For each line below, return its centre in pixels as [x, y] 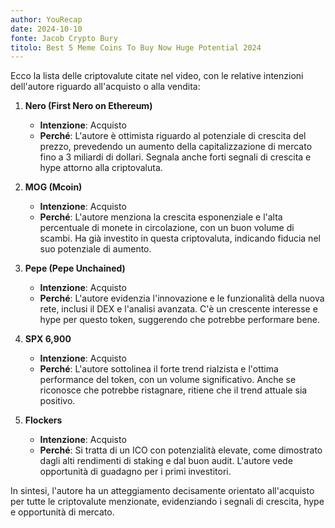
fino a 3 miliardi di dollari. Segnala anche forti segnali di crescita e [175, 157]
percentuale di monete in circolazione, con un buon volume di [167, 228]
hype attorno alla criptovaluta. [101, 168]
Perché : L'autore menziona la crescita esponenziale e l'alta [161, 217]
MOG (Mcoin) [53, 187]
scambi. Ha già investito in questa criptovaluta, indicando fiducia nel [180, 238]
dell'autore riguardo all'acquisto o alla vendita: [105, 87]
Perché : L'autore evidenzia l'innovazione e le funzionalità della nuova [182, 298]
